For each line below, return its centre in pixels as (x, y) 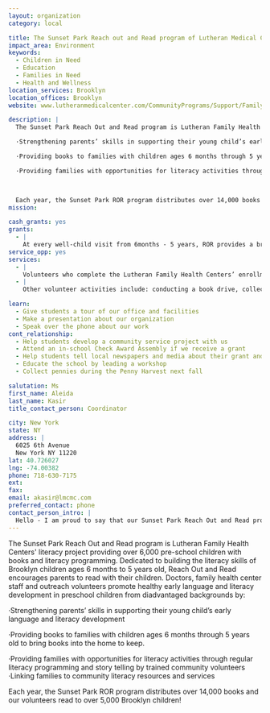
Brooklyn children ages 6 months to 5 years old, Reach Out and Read (123, 569)
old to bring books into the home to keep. (77, 643)
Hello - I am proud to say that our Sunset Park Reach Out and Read (133, 520)
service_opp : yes (37, 252)
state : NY (25, 431)
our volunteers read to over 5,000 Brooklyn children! (95, 700)
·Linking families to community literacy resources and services (112, 676)
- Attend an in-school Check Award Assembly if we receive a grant (131, 349)
